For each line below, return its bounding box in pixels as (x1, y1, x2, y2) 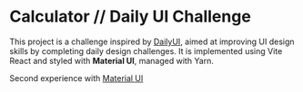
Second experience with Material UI (9, 72, 144, 83)
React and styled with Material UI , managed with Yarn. (9, 55, 214, 66)
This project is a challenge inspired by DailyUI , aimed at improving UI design (9, 36, 295, 47)
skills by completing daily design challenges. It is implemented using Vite (9, 45, 283, 56)
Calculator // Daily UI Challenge (9, 6, 252, 27)
